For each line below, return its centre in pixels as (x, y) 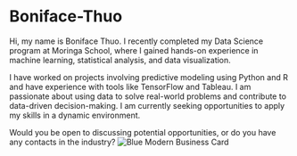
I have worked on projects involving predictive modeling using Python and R (148, 77)
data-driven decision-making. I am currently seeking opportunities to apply (147, 105)
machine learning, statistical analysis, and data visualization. (120, 60)
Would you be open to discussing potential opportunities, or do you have (143, 132)
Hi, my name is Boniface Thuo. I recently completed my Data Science (136, 41)
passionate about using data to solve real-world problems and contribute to (148, 96)
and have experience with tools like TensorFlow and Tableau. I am (130, 86)
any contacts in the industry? (62, 142)
